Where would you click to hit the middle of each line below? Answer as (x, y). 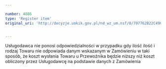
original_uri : (20, 23)
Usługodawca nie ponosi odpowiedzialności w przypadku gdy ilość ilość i (80, 46)
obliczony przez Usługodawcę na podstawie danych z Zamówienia (73, 62)
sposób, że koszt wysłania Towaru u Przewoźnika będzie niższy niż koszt (80, 56)
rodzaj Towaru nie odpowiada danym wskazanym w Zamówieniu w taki (77, 51)
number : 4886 (19, 14)
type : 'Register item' (28, 18)
